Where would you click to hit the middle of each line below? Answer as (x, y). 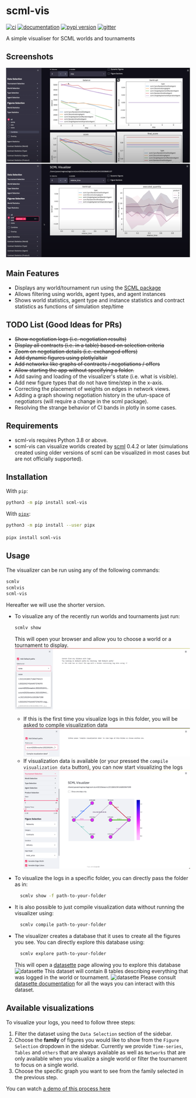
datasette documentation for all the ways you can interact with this (94, 983)
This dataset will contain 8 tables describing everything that (116, 971)
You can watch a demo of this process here (58, 1089)
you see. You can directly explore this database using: (79, 942)
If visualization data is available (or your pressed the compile (96, 761)
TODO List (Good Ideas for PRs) (64, 325)
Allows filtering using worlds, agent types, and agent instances (90, 294)
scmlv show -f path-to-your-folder (63, 896)
